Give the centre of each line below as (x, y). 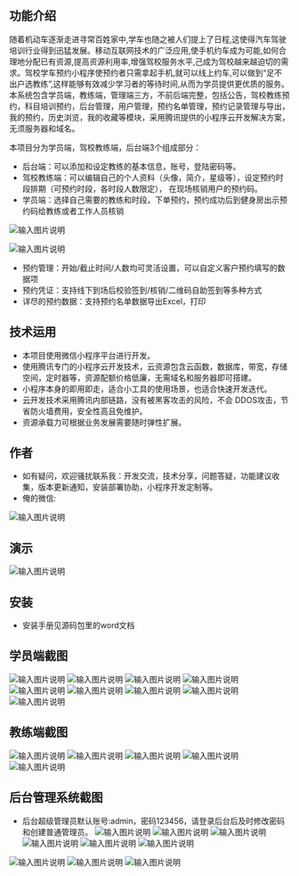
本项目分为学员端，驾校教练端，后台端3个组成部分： (105, 147)
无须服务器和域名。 (44, 128)
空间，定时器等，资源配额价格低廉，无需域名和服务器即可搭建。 (139, 377)
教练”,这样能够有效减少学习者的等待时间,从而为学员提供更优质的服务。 (161, 84)
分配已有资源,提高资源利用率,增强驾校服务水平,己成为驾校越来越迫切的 (153, 62)
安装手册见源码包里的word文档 (78, 625)
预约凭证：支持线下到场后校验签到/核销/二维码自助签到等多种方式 (142, 290)
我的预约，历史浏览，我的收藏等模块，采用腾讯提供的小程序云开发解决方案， (149, 117)
